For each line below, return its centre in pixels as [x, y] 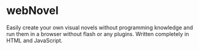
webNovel [33, 11]
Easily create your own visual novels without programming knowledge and [100, 27]
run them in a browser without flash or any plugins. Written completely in [98, 34]
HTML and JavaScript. [34, 40]
